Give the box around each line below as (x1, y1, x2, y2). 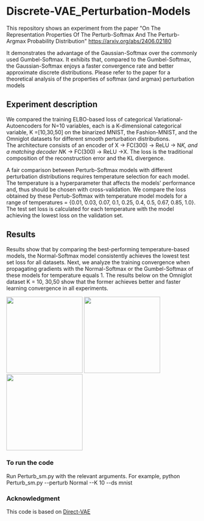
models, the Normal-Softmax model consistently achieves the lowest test (6, 252, 190, 259)
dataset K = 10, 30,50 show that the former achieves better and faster (6, 278, 181, 285)
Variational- (153, 115, 183, 123)
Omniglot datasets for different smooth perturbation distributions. (6, 135, 171, 142)
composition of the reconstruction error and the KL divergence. (6, 154, 166, 162)
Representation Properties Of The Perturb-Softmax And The (6, 31, 157, 38)
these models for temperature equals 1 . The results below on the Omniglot (6, 271, 192, 279)
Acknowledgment (6, 494, 60, 503)
